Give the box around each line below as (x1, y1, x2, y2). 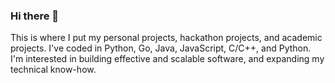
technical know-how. (10, 64, 97, 76)
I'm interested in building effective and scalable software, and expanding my (10, 53, 325, 65)
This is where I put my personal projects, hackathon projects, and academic (10, 32, 323, 44)
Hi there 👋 (10, 9, 60, 23)
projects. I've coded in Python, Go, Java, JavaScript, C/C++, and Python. (10, 42, 312, 54)
